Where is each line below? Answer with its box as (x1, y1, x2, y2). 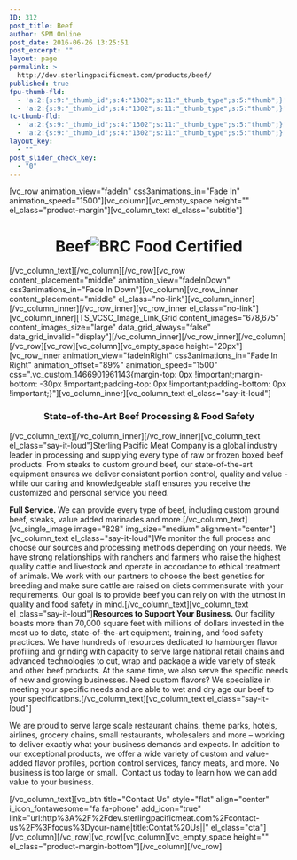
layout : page (9, 54, 58, 63)
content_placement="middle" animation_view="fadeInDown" (9, 275, 231, 285)
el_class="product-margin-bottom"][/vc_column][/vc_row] (9, 840, 223, 851)
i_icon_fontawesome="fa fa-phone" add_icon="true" (9, 803, 202, 814)
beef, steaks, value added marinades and (9, 514, 160, 524)
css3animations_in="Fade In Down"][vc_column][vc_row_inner (9, 284, 238, 295)
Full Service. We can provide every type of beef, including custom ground (9, 504, 280, 515)
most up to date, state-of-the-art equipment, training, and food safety (9, 627, 264, 638)
